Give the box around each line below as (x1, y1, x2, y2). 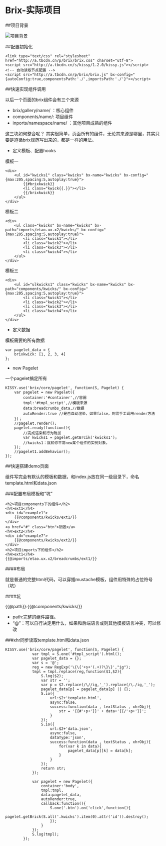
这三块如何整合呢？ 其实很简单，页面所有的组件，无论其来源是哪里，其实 (5, 130, 155, 136)
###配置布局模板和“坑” (5, 491, 52, 497)
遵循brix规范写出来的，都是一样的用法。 (13, 137, 96, 143)
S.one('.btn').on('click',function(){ (49, 805, 131, 810)
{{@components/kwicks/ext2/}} (14, 537, 77, 543)
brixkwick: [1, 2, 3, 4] (14, 351, 66, 357)
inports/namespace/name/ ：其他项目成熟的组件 (12, 120, 112, 126)
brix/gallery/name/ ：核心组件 (12, 107, 74, 113)
